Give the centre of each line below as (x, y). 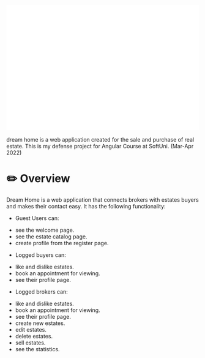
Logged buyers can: (40, 255)
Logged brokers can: (42, 291)
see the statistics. (37, 349)
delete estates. (34, 336)
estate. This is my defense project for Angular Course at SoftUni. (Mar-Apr (100, 146)
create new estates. (40, 323)
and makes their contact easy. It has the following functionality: (86, 206)
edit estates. (31, 329)
